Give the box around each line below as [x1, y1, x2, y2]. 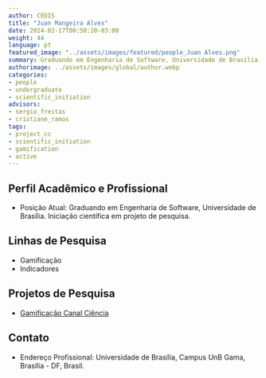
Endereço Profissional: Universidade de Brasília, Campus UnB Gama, [19, 352, 245, 362]
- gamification [8, 145, 59, 153]
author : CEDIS [8, 11, 56, 20]
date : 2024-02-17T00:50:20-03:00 [8, 26, 119, 34]
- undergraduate [8, 85, 62, 94]
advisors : [8, 100, 41, 108]
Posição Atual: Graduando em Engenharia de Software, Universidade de [19, 203, 256, 212]
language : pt [8, 41, 52, 49]
